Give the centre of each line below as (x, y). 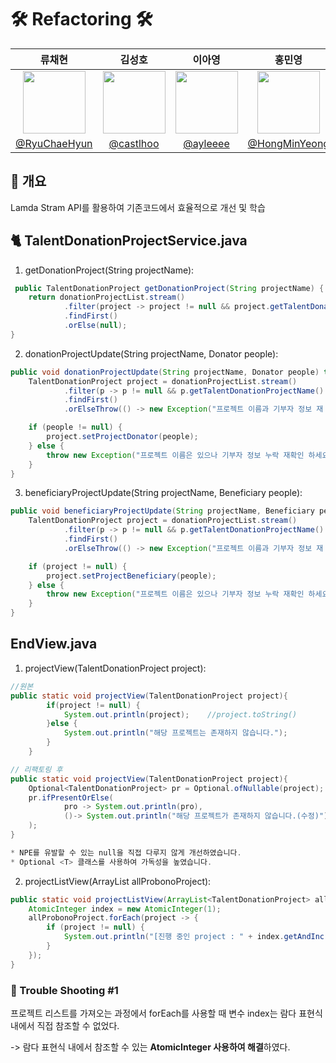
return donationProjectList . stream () (107, 297)
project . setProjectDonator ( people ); (122, 437)
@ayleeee (206, 143)
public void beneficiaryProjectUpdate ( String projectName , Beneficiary (162, 511)
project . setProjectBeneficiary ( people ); (131, 576)
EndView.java (54, 644)
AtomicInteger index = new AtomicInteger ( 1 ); (125, 909)
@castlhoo (134, 143)
